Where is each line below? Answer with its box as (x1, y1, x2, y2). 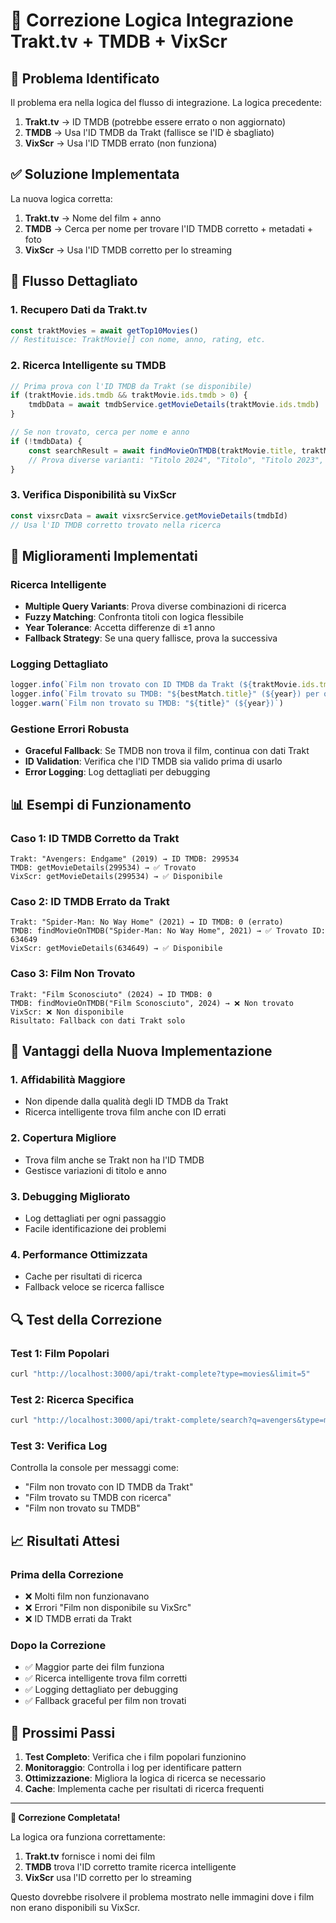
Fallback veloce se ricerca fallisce (24, 1281, 165, 1293)
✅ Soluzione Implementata (10, 166, 180, 183)
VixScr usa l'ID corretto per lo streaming (24, 1872, 192, 1884)
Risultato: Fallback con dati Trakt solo (10, 1015, 186, 1026)
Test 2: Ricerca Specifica (10, 1392, 135, 1406)
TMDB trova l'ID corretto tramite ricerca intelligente (24, 1861, 237, 1873)
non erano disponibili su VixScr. (10, 1902, 141, 1914)
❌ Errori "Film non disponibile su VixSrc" (24, 1601, 192, 1613)
